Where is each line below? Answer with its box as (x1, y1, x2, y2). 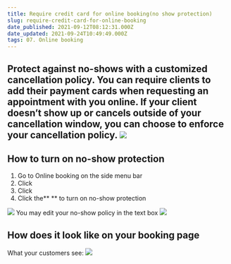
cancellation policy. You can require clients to (7, 73, 211, 85)
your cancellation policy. (7, 128, 118, 141)
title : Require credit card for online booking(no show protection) (7, 10, 213, 18)
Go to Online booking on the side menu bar (17, 172, 143, 180)
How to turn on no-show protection (7, 152, 165, 164)
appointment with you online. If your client (7, 96, 197, 108)
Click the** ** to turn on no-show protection (17, 194, 146, 203)
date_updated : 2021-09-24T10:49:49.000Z (7, 30, 128, 37)
